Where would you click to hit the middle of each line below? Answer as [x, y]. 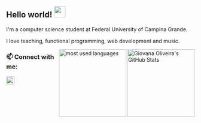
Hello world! [29, 15]
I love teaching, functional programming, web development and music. [93, 41]
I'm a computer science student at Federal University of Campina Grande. [97, 29]
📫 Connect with [30, 56]
